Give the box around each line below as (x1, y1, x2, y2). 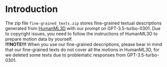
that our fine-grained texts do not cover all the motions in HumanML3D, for (5, 46, 159, 52)
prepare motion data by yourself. (5, 36, 73, 42)
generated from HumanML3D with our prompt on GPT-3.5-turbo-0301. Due (5, 25, 160, 31)
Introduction (5, 3, 58, 15)
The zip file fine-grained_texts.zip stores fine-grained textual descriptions (5, 20, 162, 26)
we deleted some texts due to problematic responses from (5, 51, 126, 58)
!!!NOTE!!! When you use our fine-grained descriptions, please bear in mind (5, 41, 162, 47)
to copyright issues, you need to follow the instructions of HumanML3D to (5, 30, 158, 36)
